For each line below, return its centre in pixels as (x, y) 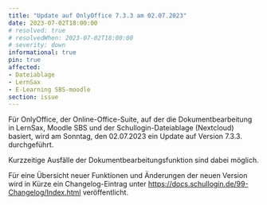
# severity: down (37, 45)
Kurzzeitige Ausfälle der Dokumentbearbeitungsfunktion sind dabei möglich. (133, 161)
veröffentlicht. (106, 192)
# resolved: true (37, 30)
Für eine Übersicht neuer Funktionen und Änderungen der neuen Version (128, 176)
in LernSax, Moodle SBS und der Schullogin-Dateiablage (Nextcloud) (121, 128)
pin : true (25, 60)
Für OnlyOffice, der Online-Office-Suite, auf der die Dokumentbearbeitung (130, 119)
